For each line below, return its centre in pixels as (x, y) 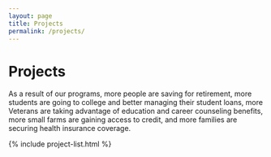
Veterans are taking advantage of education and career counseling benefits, (136, 111)
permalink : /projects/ (47, 31)
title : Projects (36, 24)
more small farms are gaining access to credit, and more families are (123, 120)
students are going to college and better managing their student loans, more (136, 102)
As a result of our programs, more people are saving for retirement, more (130, 94)
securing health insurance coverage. (70, 129)
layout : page (30, 16)
